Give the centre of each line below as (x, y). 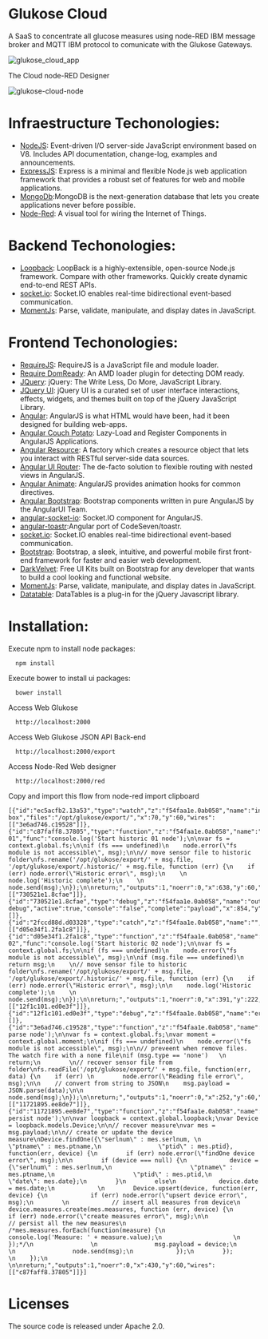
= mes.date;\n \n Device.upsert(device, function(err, (134, 1188)
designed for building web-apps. (73, 424)
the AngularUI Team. (53, 509)
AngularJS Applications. (59, 441)
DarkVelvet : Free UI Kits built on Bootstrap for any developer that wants (137, 568)
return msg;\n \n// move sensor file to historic (98, 964)
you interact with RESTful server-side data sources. (104, 458)
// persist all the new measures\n (67, 1223)
